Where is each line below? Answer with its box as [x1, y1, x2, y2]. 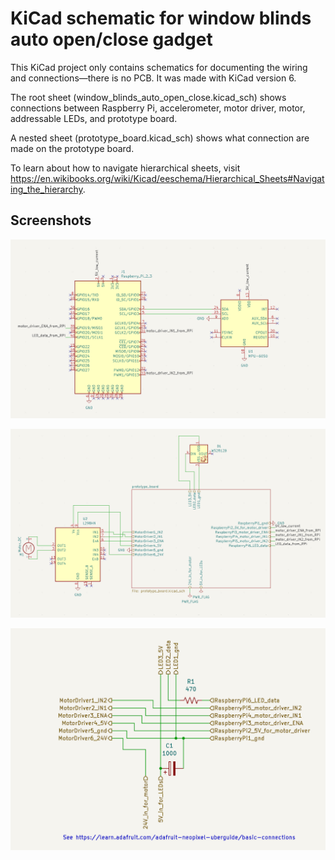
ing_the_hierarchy [10, 183, 83, 195]
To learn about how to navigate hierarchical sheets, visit [10, 162, 241, 174]
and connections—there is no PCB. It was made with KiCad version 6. [10, 72, 297, 84]
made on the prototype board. [10, 142, 135, 154]
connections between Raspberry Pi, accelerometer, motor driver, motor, [10, 102, 306, 114]
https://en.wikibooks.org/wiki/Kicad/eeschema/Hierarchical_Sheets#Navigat [10, 172, 325, 184]
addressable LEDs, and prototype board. [10, 112, 178, 124]
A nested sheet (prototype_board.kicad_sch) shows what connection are [10, 132, 310, 144]
